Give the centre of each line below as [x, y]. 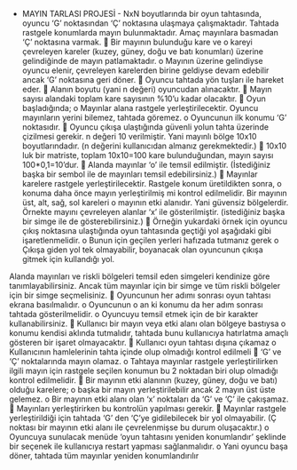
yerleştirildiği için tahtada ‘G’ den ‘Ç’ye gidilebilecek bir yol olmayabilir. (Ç [143, 418]
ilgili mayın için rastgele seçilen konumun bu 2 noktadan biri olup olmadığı [144, 370]
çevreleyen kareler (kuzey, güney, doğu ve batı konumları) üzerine [143, 52]
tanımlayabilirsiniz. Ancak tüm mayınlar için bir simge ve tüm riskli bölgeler [145, 286]
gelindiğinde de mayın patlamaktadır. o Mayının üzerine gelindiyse [142, 61]
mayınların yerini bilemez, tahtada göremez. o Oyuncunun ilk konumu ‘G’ [154, 117]
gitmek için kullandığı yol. [68, 259]
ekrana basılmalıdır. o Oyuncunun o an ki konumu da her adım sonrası [136, 305]
